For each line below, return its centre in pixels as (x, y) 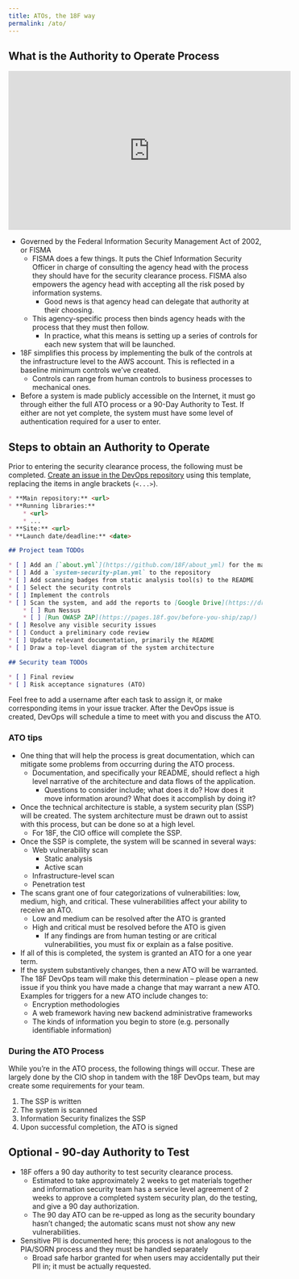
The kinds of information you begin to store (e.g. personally (131, 1021)
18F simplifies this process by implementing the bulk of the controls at (136, 353)
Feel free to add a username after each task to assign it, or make (116, 700)
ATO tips (25, 738)
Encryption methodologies (76, 1004)
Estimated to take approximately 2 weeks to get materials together (142, 1180)
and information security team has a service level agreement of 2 (140, 1189)
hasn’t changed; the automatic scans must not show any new (134, 1223)
